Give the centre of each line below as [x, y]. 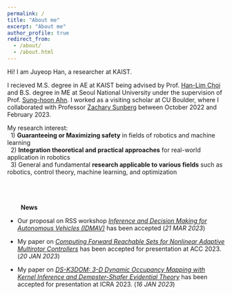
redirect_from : [29, 39]
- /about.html [33, 53]
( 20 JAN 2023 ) [38, 256]
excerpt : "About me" [37, 26]
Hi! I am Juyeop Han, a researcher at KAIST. [70, 72]
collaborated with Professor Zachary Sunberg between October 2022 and [112, 107]
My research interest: [37, 128]
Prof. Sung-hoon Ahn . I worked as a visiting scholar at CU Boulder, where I [113, 99]
